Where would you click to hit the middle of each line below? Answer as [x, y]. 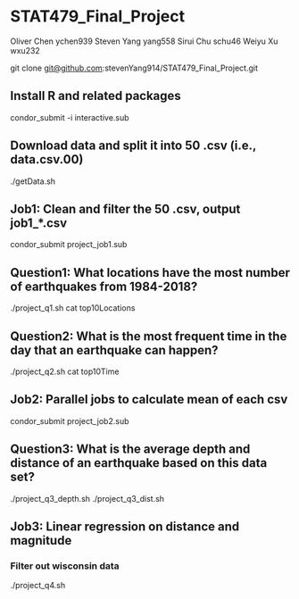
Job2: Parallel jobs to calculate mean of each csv [149, 399]
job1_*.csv [39, 223]
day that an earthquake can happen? [114, 350]
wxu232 [25, 50]
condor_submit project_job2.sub [70, 420]
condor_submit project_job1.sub [69, 245]
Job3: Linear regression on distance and [125, 527]
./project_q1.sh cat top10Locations [73, 308]
